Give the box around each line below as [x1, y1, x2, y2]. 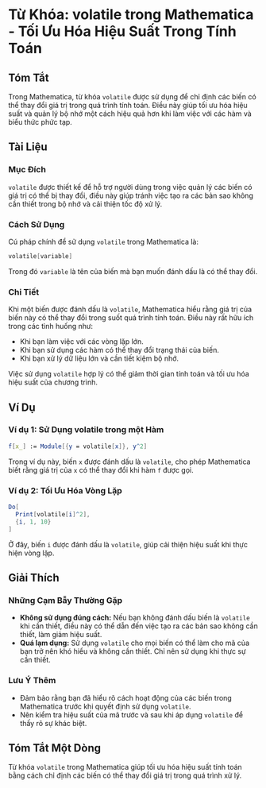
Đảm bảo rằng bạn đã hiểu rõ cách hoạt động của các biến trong [19, 693, 232, 702]
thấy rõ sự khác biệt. [19, 718, 87, 728]
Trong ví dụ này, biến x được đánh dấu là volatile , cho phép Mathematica [8, 457, 251, 466]
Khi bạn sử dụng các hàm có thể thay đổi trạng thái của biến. [19, 346, 220, 355]
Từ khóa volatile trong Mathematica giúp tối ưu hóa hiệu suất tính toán [8, 763, 242, 772]
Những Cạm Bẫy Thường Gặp [8, 594, 123, 605]
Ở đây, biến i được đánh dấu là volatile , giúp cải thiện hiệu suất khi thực [8, 539, 249, 549]
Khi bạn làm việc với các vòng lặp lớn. [19, 337, 145, 346]
